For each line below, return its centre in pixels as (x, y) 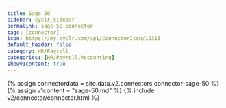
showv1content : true (37, 64)
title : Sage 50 (29, 13)
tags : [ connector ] (33, 32)
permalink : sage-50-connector (50, 26)
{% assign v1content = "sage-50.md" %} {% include (81, 90)
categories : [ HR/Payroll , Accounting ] (61, 58)
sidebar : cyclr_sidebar (41, 20)
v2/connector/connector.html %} (53, 97)
